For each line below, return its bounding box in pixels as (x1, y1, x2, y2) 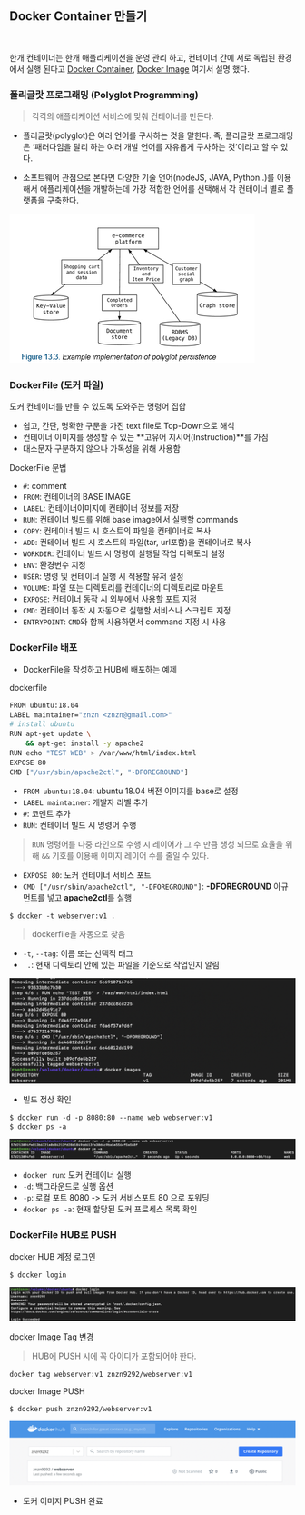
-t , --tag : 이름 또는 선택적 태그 (22, 948, 133, 959)
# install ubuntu (9, 720, 75, 729)
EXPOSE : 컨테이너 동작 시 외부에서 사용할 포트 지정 (22, 593, 198, 604)
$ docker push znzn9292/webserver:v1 (9, 1405, 152, 1414)
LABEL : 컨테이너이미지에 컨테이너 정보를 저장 (22, 503, 180, 513)
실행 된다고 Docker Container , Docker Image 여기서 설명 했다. (25, 63, 250, 75)
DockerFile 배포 (9, 642, 78, 654)
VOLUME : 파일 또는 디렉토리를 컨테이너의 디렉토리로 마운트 (22, 583, 224, 593)
